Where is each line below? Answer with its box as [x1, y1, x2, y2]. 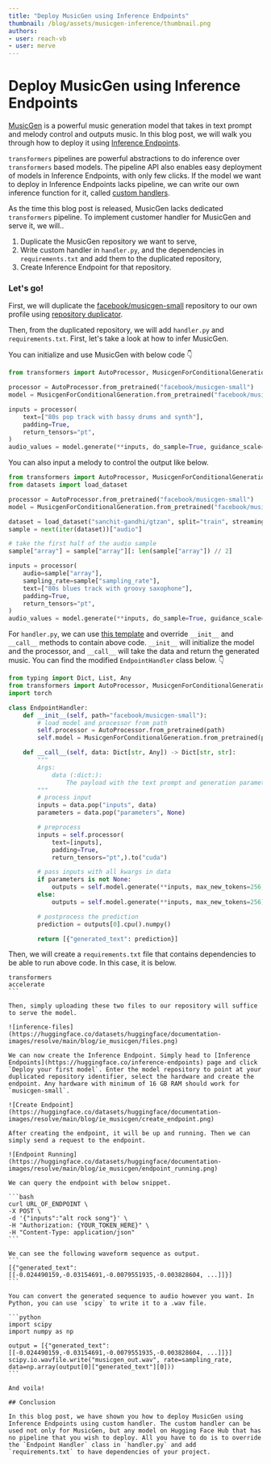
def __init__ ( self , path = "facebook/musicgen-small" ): [23, 711, 207, 719]
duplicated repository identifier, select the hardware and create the [8, 1073, 254, 1081]
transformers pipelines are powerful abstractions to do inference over [8, 154, 240, 163]
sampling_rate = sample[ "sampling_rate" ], [23, 576, 161, 585]
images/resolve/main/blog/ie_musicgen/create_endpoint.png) [8, 1115, 215, 1123]
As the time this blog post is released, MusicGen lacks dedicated [8, 204, 223, 214]
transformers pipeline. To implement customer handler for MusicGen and [8, 212, 252, 223]
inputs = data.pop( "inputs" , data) [37, 801, 157, 809]
